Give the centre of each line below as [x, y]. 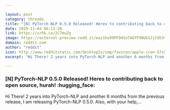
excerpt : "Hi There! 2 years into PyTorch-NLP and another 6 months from [85, 57]
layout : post [19, 14]
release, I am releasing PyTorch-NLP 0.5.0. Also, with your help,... [73, 101]
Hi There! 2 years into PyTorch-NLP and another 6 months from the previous [85, 96]
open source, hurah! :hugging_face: [50, 85]
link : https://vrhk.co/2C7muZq [38, 33]
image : [12, 38]
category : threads [25, 19]
